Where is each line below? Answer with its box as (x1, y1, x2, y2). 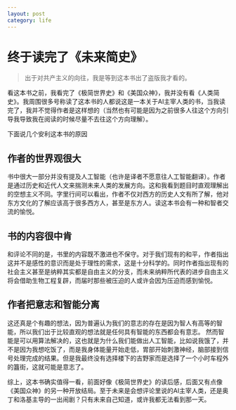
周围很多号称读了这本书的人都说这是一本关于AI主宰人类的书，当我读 (28, 98, 226, 106)
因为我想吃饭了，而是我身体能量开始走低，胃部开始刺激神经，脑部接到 (19, 345, 223, 353)
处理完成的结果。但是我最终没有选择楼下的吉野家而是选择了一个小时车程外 (13, 354, 229, 362)
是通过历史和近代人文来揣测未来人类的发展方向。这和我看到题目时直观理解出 (7, 181, 229, 190)
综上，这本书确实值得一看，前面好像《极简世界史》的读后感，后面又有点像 (7, 377, 223, 386)
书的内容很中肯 (7, 230, 72, 242)
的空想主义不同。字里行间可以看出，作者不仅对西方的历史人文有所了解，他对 (7, 190, 229, 199)
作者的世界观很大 (7, 152, 81, 164)
